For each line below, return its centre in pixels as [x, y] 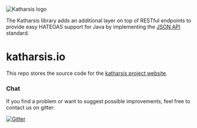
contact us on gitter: [31, 108]
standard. [18, 33]
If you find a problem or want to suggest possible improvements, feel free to [98, 101]
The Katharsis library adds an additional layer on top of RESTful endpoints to [99, 20]
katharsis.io [36, 57]
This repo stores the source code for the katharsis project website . [87, 73]
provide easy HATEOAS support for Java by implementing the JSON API [93, 27]
